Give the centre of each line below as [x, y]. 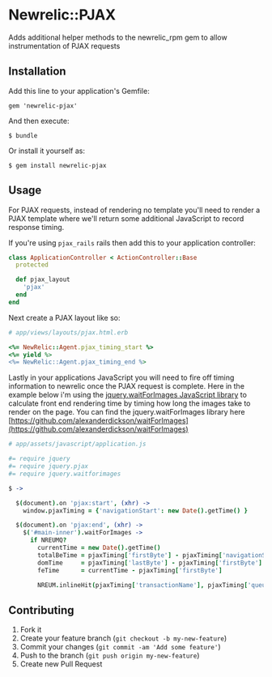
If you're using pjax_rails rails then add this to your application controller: [132, 243]
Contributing [41, 610]
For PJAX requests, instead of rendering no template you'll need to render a [134, 210]
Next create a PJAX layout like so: [64, 317]
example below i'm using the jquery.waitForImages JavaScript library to [127, 395]
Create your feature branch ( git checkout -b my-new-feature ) [123, 638]
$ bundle [23, 135]
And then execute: [39, 121]
